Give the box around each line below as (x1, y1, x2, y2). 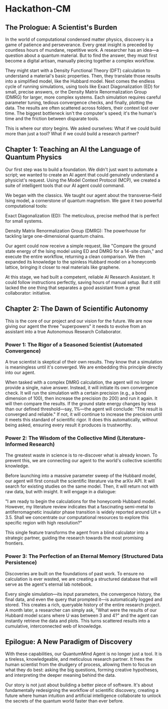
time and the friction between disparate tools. (5, 116, 99, 121)
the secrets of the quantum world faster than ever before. (5, 698, 124, 704)
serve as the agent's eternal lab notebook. (5, 581, 93, 587)
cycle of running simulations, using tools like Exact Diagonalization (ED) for (5, 83, 160, 90)
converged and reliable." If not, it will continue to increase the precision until (5, 411, 162, 417)
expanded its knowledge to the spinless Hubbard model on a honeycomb (5, 258, 156, 264)
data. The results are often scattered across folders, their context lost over (5, 105, 159, 111)
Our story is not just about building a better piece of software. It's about (5, 682, 153, 688)
